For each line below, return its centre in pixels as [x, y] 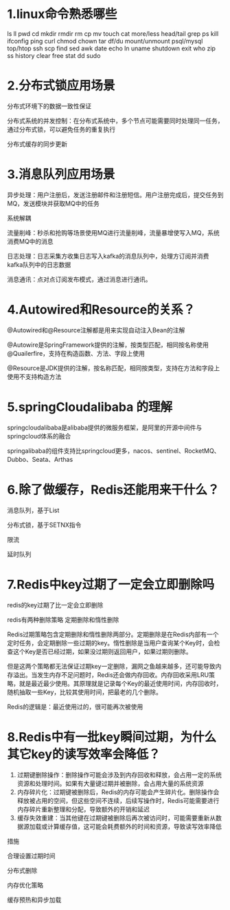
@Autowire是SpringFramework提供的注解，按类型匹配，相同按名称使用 [108, 345]
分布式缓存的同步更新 [37, 144]
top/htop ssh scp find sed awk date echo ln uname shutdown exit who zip [112, 48]
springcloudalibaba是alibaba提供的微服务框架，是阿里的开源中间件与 [105, 427]
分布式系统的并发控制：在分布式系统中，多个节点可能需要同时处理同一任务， [115, 121]
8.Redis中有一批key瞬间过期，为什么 [112, 737]
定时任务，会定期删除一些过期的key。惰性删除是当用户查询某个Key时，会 [111, 643]
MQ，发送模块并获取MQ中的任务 [53, 203]
